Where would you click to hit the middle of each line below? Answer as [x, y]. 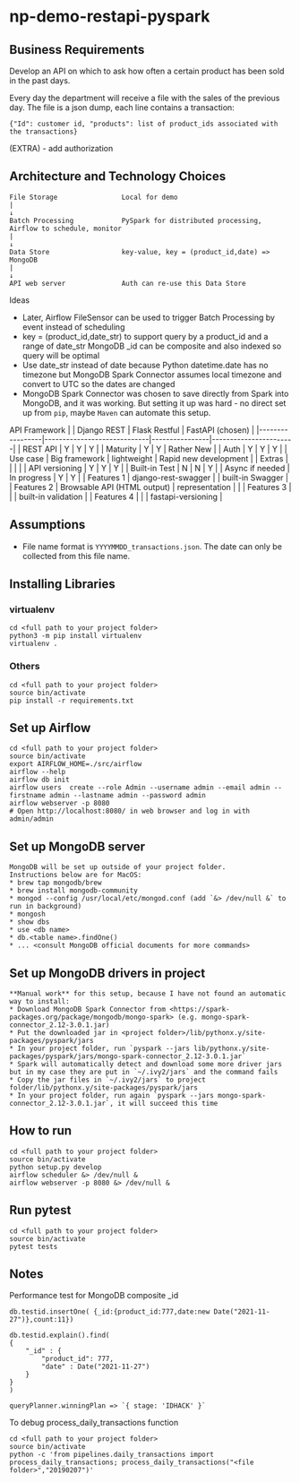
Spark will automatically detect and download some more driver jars [150, 1065]
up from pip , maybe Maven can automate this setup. [116, 412]
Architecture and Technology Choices [118, 177]
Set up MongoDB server [77, 846]
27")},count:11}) [42, 1320]
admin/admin [31, 819]
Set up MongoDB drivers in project [107, 973]
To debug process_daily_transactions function [94, 1423]
